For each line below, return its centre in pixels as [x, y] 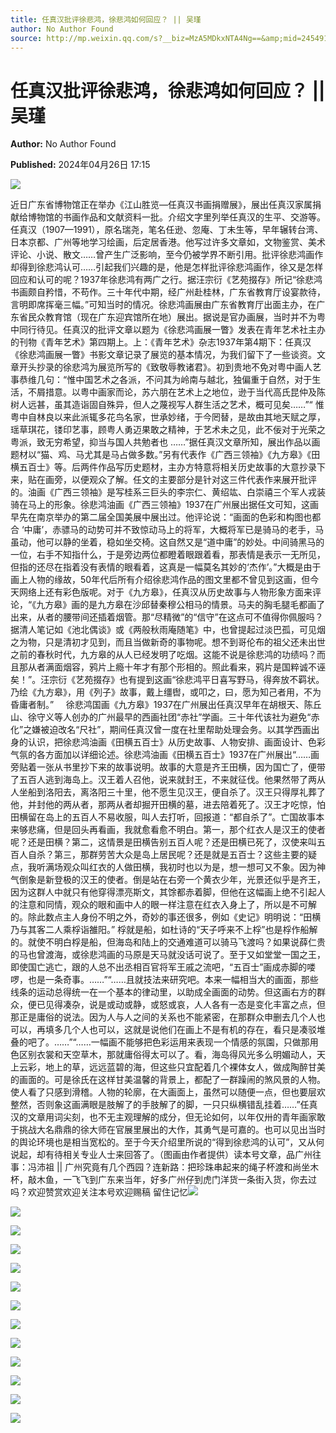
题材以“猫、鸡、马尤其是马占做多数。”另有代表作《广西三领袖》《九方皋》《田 [165, 455]
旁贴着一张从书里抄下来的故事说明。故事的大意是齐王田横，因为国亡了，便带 [168, 767]
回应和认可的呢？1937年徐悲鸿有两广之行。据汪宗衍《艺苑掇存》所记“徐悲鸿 [166, 280]
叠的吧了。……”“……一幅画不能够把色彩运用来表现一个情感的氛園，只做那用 [164, 1042]
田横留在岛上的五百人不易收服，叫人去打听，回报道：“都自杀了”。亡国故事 [163, 817]
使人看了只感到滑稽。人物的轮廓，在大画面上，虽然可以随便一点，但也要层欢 [168, 1092]
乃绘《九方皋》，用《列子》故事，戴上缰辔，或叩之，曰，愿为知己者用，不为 [166, 692]
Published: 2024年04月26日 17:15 [80, 165]
